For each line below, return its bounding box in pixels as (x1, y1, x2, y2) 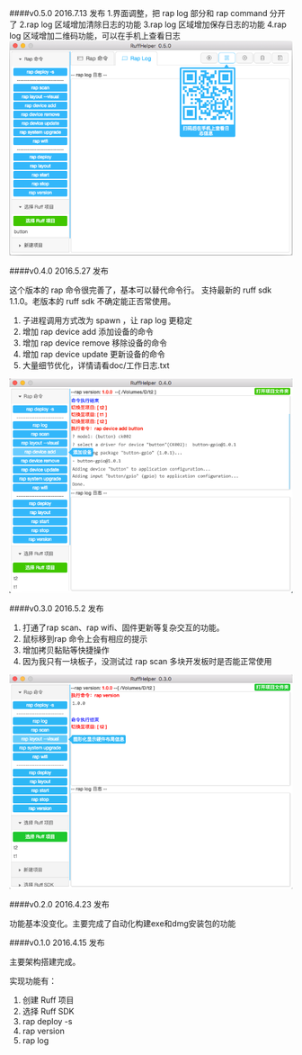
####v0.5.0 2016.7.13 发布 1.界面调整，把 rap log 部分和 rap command (9, 8, 268, 18)
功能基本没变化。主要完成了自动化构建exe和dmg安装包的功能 (9, 918, 236, 929)
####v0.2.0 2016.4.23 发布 (9, 899, 110, 910)
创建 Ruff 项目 (22, 995, 75, 1005)
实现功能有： (9, 976, 57, 987)
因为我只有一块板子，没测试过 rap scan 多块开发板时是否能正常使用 (22, 656, 272, 667)
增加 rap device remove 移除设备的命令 (22, 337, 168, 348)
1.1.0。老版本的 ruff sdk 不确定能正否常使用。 (9, 295, 176, 306)
